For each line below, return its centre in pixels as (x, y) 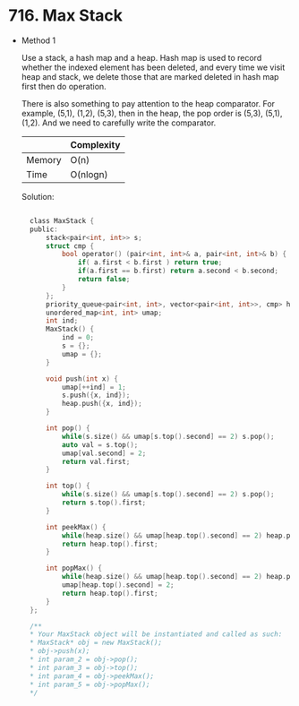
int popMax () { (74, 568)
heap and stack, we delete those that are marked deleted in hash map (150, 76)
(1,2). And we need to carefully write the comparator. (119, 123)
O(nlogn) (89, 174)
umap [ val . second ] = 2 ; (104, 453)
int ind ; (62, 321)
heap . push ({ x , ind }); (102, 404)
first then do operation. (64, 86)
